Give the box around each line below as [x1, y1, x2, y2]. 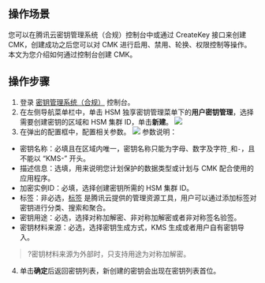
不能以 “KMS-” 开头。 [19, 153, 91, 163]
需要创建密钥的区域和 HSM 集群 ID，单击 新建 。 [19, 117, 174, 126]
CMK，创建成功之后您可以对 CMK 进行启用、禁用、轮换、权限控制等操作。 [8, 39, 252, 49]
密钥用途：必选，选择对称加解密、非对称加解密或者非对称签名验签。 [19, 212, 241, 222]
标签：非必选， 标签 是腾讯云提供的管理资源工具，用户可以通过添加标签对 [19, 192, 257, 203]
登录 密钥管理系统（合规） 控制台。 [19, 97, 135, 106]
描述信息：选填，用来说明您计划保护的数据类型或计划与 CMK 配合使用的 [19, 163, 254, 173]
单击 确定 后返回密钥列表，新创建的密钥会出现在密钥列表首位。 [19, 266, 221, 275]
